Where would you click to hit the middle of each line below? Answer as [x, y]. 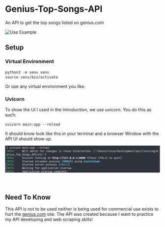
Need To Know [28, 197]
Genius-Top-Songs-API [54, 9]
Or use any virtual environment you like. [45, 86]
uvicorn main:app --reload [33, 124]
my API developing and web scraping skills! [49, 220]
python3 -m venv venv [27, 72]
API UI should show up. [29, 139]
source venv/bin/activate [31, 77]
